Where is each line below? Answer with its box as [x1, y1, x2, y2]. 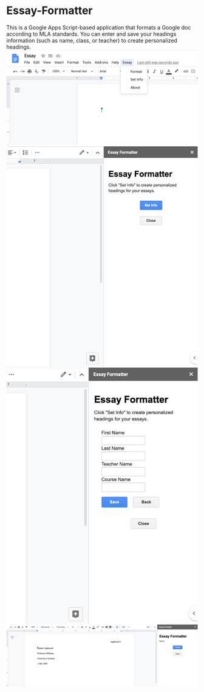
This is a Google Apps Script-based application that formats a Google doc [6, 24, 191, 31]
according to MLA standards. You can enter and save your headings [6, 30, 177, 37]
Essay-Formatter [6, 4, 93, 18]
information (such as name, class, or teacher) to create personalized [6, 37, 178, 44]
